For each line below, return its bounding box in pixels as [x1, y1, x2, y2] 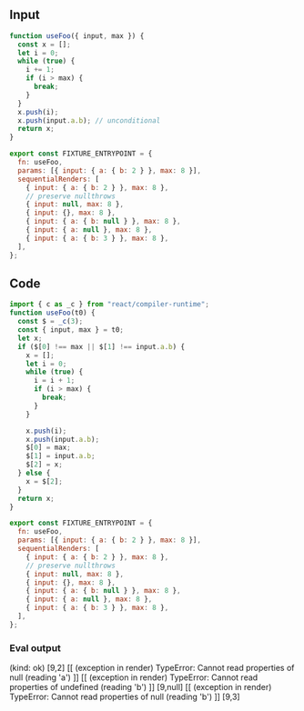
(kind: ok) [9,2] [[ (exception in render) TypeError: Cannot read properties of [9, 663, 295, 674]
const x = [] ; [17, 40, 71, 49]
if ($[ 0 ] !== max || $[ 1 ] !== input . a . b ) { [17, 342, 185, 351]
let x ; [17, 334, 43, 343]
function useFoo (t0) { [9, 308, 96, 317]
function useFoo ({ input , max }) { [9, 31, 145, 40]
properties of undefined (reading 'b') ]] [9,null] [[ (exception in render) [9, 682, 272, 693]
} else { [17, 468, 51, 477]
